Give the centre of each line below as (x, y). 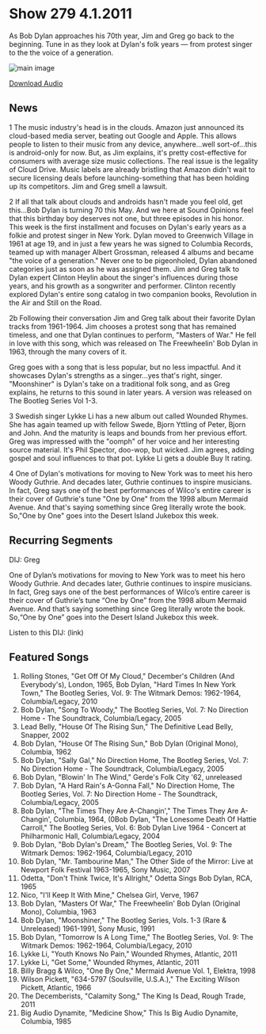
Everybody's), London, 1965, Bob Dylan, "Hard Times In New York (128, 685)
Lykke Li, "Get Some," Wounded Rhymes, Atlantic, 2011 (110, 963)
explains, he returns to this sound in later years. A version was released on (131, 392)
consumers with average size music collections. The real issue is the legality (133, 161)
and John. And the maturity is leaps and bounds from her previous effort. (128, 433)
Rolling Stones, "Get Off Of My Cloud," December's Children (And (127, 676)
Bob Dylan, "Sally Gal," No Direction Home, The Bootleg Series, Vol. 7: (134, 761)
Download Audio (36, 83)
